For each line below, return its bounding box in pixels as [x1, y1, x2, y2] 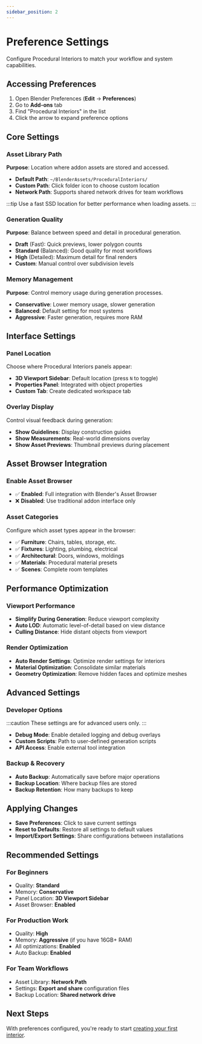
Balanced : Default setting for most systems [15, 307, 124, 314]
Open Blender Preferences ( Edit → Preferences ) [15, 95, 137, 102]
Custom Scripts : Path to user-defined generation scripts [15, 738, 157, 745]
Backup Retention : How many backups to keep [15, 785, 134, 793]
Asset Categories [6, 513, 59, 521]
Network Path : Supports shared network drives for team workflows [15, 188, 183, 196]
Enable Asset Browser [6, 477, 73, 485]
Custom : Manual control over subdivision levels [15, 260, 134, 267]
